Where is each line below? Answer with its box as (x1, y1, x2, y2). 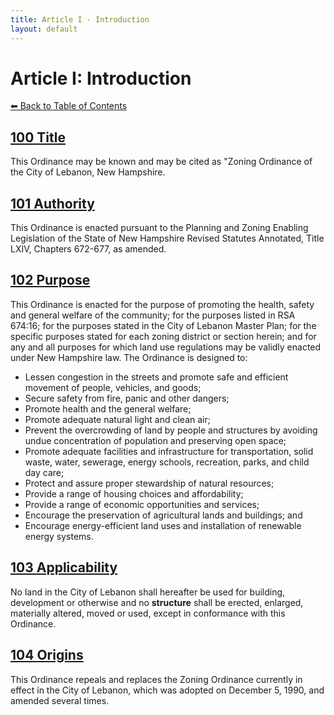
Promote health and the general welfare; (24, 402, 192, 415)
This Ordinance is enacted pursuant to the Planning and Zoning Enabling (10, 222, 309, 234)
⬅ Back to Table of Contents (10, 100, 128, 112)
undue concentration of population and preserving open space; (24, 434, 287, 446)
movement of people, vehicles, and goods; (24, 381, 202, 393)
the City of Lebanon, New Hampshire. (10, 166, 166, 178)
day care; (24, 466, 65, 478)
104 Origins (10, 647, 84, 664)
